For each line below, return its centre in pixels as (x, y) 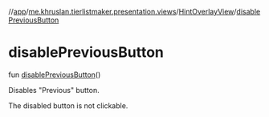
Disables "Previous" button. (54, 90)
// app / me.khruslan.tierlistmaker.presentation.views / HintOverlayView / (122, 12)
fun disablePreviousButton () (55, 75)
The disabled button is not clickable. (68, 105)
